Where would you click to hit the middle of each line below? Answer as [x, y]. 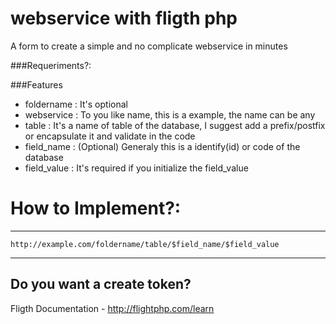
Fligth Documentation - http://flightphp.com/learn [112, 308]
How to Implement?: [96, 208]
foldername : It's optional [76, 104]
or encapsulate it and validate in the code [110, 136]
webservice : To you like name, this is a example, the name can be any [170, 114]
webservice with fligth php [124, 18]
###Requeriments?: [51, 65]
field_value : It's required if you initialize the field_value [136, 168]
